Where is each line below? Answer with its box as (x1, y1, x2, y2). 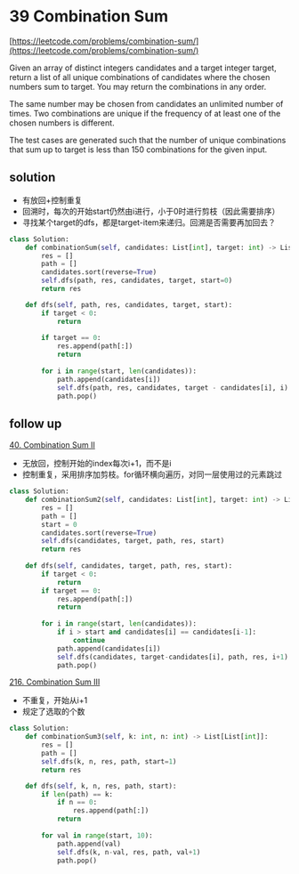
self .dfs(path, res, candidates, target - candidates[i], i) (56, 383, 289, 392)
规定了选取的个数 (21, 706, 85, 717)
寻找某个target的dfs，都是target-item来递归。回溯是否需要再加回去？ (21, 216, 276, 228)
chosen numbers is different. (9, 117, 115, 128)
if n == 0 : (56, 798, 98, 807)
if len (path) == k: (41, 789, 114, 798)
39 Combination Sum (9, 6, 169, 27)
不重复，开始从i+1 (21, 695, 88, 706)
